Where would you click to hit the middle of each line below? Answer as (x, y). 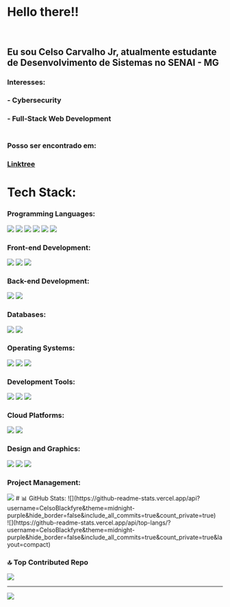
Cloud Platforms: (36, 416)
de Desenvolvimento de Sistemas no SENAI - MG (113, 62)
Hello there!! (43, 12)
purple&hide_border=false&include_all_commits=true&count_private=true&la (115, 537)
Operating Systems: (41, 348)
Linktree (21, 164)
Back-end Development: (48, 281)
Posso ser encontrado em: (52, 146)
